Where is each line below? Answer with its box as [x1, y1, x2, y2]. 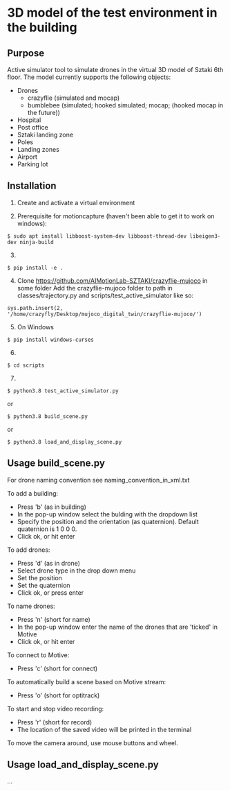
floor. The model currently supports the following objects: [7, 73, 171, 81]
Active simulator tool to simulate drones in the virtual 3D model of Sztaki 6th [7, 66, 224, 73]
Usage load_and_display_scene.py [7, 759, 159, 771]
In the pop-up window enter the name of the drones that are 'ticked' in [17, 623, 218, 631]
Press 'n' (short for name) [17, 615, 91, 623]
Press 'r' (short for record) [17, 718, 93, 726]
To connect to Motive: [7, 650, 70, 659]
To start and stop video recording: [7, 704, 104, 713]
